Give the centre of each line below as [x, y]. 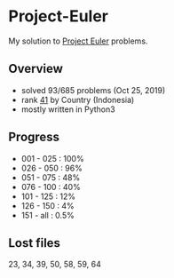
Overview [36, 69]
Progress [34, 137]
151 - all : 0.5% [47, 215]
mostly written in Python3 [68, 109]
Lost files [35, 243]
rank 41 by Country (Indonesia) [78, 99]
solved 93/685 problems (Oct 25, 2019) [93, 90]
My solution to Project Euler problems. [78, 41]
